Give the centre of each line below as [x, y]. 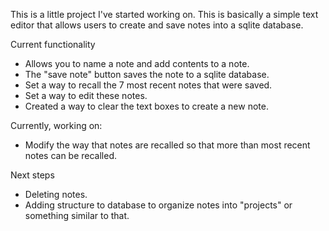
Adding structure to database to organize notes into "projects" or [158, 205]
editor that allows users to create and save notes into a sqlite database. [157, 25]
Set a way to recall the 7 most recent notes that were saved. [148, 85]
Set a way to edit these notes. [86, 95]
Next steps [32, 175]
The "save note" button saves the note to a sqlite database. [147, 74]
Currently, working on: [56, 125]
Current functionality [53, 44]
